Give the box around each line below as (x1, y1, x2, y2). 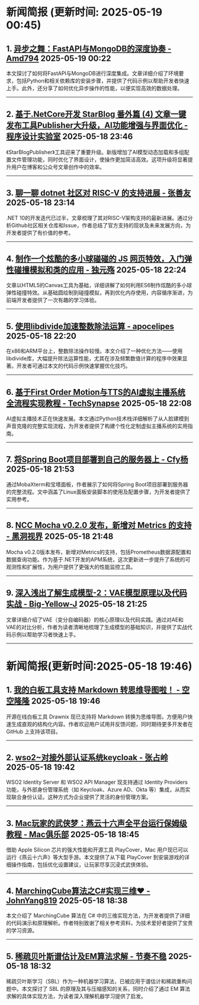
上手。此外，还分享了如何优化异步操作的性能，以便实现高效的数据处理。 (6, 84, 182, 92)
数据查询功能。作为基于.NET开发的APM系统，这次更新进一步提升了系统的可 (6, 555, 191, 563)
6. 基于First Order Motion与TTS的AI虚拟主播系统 (6, 387, 185, 397)
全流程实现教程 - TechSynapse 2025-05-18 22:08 (6, 398, 192, 408)
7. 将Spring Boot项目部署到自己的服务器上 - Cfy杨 (6, 454, 188, 464)
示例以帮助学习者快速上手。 (11, 631, 79, 638)
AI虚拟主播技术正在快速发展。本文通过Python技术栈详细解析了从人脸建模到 (6, 415, 190, 422)
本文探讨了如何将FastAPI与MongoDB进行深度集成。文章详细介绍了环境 (6, 70, 179, 77)
